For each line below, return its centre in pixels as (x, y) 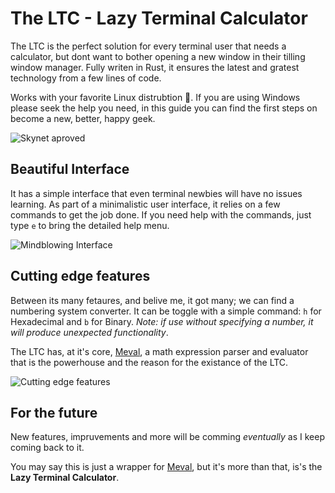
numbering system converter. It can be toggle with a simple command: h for (166, 311)
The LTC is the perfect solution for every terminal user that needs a (148, 46)
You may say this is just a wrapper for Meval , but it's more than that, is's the (166, 467)
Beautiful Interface (70, 169)
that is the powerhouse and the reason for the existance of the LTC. (149, 362)
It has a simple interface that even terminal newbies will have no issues (156, 193)
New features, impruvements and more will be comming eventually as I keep (167, 437)
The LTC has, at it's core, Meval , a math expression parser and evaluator (159, 351)
